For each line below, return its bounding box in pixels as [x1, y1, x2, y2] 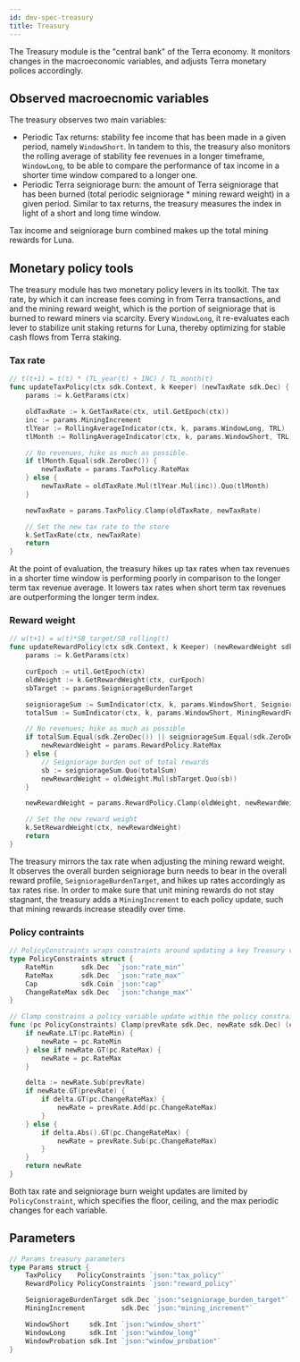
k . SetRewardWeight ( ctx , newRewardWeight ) [25, 824, 181, 833]
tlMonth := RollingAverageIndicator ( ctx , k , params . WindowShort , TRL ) [25, 432, 294, 441]
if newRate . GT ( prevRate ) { [25, 1087, 126, 1096]
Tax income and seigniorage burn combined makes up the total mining [9, 225, 269, 236]
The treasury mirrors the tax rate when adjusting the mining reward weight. [9, 856, 286, 867]
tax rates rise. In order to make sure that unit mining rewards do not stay [9, 884, 275, 895]
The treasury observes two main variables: [9, 114, 167, 125]
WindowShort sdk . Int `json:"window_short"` [25, 1320, 205, 1329]
